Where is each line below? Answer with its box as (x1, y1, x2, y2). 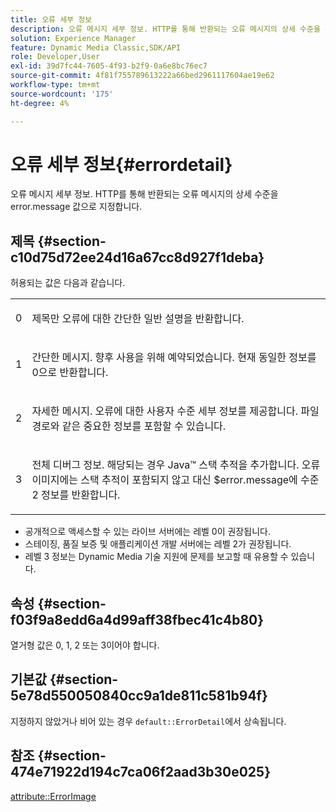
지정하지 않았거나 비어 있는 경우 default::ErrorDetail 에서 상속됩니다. (10, 715, 287, 727)
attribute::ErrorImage (10, 790, 97, 802)
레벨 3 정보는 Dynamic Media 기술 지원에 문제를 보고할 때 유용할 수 (24, 551, 289, 563)
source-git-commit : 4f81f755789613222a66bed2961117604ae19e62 (10, 71, 275, 81)
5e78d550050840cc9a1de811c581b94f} (10, 687, 268, 705)
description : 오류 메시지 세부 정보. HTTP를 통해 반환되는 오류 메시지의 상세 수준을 (10, 24, 321, 34)
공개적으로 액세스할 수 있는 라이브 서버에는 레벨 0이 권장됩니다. (24, 526, 271, 538)
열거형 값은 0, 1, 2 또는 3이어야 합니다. (10, 639, 160, 651)
